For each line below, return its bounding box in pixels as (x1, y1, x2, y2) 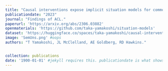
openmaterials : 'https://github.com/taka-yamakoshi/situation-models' (5, 26, 155, 31)
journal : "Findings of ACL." (5, 16, 66, 21)
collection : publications (5, 53, 59, 58)
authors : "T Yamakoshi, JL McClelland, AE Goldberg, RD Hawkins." (5, 40, 146, 45)
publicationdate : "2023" (5, 12, 57, 17)
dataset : (5, 30, 23, 35)
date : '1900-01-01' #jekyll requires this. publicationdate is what (5, 58, 151, 63)
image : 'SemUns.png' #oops (5, 35, 61, 40)
